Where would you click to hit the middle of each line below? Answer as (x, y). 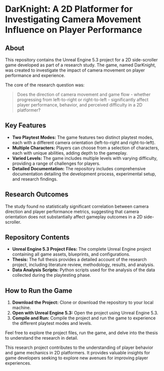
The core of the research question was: (45, 85)
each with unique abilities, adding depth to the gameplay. (70, 153)
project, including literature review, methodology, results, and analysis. (83, 265)
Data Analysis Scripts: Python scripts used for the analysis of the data (83, 270)
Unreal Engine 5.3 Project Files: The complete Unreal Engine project (82, 249)
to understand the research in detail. (42, 338)
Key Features (26, 125)
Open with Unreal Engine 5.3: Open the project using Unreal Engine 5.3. (85, 313)
